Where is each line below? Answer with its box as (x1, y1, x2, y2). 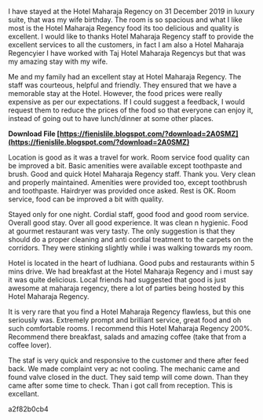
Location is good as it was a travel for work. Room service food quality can (8, 153, 250, 162)
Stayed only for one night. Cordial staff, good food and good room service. (8, 210, 250, 219)
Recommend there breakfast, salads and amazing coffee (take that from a (8, 332, 247, 341)
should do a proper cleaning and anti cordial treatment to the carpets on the (8, 235, 254, 244)
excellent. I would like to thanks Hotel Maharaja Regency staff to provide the (8, 31, 254, 41)
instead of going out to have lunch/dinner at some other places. (8, 114, 214, 123)
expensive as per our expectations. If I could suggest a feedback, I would (8, 98, 245, 106)
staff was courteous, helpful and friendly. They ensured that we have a (8, 80, 237, 90)
